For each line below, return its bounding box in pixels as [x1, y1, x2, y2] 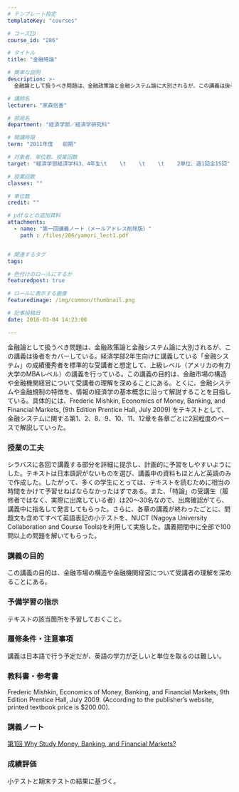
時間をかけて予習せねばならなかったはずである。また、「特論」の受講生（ [7, 486, 223, 495]
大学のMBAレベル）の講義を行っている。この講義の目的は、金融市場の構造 [7, 369, 227, 378]
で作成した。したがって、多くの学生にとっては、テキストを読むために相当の [7, 478, 230, 486]
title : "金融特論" [7, 56, 58, 63]
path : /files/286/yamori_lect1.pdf [20, 232, 129, 239]
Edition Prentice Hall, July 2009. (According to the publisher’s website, [7, 696, 214, 704]
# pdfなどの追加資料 [7, 212, 61, 220]
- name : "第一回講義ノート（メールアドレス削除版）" [14, 225, 152, 232]
